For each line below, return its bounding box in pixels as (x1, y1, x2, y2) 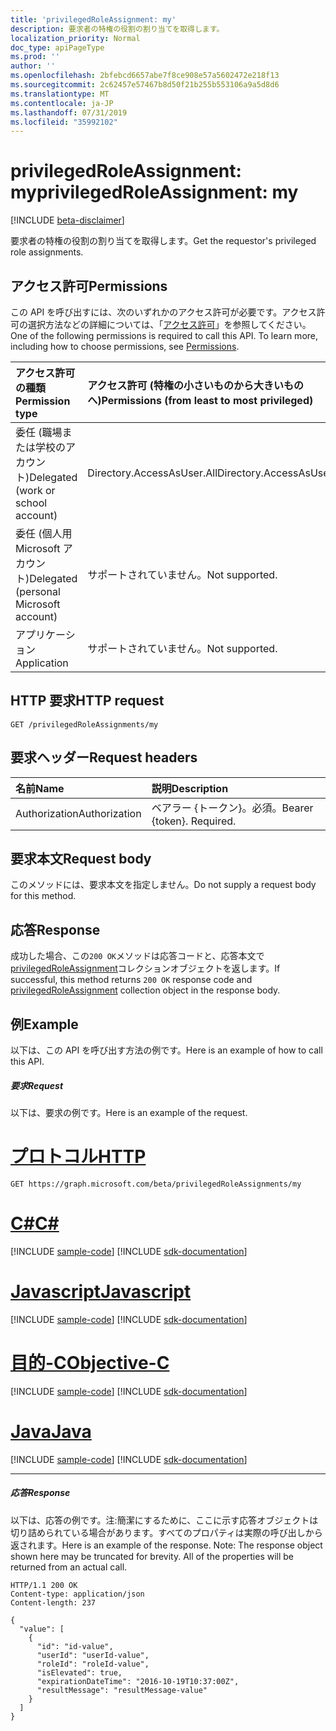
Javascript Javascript (10, 1281, 192, 1303)
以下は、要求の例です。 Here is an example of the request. (10, 1107, 248, 1119)
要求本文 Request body (10, 851, 152, 868)
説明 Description (151, 781, 229, 795)
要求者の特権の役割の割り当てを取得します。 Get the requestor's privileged (10, 235, 317, 247)
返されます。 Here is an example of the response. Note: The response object (10, 1539, 323, 1551)
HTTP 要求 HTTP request (10, 692, 165, 710)
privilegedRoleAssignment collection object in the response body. (10, 984, 281, 996)
